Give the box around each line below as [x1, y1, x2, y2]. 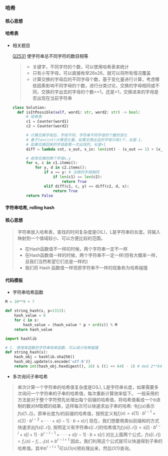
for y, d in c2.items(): [34, 165, 87, 170]
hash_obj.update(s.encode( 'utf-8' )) [14, 359, 91, 364]
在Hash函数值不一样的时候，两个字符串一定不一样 [24, 246, 128, 252]
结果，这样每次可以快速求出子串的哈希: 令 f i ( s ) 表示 [52, 403, 155, 410]
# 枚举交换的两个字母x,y [25, 156, 71, 161]
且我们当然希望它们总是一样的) [24, 258, 88, 264]
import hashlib [5, 336, 37, 341]
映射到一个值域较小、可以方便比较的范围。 [17, 235, 105, 241]
